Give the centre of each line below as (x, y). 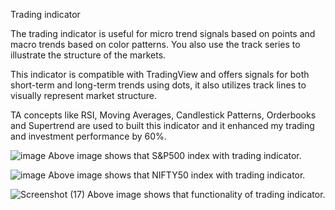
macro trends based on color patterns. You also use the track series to (155, 44)
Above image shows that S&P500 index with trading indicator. (175, 155)
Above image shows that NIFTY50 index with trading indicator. (177, 175)
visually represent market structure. (84, 95)
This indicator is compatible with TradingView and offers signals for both (160, 74)
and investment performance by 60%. (88, 136)
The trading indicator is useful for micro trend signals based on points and (163, 33)
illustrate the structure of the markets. (88, 55)
